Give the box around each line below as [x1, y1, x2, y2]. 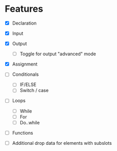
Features [5, 3, 43, 15]
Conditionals [12, 71, 39, 77]
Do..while [19, 119, 40, 125]
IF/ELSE [19, 81, 37, 88]
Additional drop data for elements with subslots [12, 140, 112, 146]
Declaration [12, 20, 37, 26]
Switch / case [19, 88, 49, 94]
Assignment [12, 61, 38, 67]
